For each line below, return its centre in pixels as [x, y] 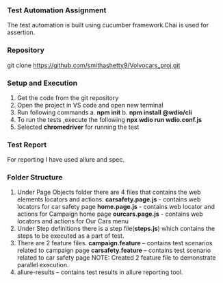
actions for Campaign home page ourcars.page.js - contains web [110, 214]
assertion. [21, 32]
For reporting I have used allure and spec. [66, 160]
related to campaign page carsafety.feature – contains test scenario [114, 250]
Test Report [27, 145]
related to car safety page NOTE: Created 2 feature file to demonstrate [116, 258]
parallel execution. [43, 265]
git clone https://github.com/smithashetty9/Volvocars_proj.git [94, 65]
